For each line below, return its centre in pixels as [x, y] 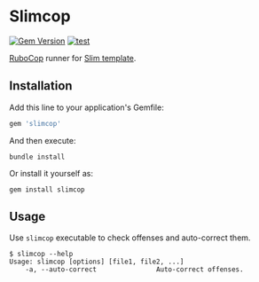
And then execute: [43, 140]
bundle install [37, 157]
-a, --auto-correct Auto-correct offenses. [134, 270]
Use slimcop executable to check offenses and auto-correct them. [130, 238]
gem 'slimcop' [35, 123]
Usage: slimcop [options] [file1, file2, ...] [97, 262]
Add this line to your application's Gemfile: [86, 107]
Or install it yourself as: [51, 173]
